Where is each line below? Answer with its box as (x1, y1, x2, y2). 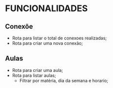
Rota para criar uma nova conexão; (12, 40, 83, 46)
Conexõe (5, 22, 33, 31)
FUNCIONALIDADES (5, 3, 88, 14)
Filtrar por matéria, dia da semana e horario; (19, 77, 109, 83)
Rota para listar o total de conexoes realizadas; (12, 35, 107, 41)
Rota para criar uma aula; (12, 67, 63, 73)
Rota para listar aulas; (12, 72, 56, 78)
